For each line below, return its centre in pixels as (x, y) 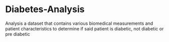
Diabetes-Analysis (45, 9)
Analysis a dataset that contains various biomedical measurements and (79, 23)
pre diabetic (18, 34)
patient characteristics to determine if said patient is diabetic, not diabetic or (84, 28)
